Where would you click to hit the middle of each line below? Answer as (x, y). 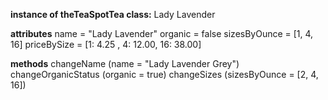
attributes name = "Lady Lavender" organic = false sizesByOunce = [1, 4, (162, 33)
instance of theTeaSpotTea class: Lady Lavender (113, 14)
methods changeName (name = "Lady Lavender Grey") (125, 63)
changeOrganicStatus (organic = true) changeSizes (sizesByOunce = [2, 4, (164, 74)
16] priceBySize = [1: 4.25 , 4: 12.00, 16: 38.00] (106, 44)
